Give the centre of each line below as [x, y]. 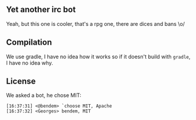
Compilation [29, 43]
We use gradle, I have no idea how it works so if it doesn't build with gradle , [98, 56]
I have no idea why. [30, 63]
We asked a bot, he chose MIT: [44, 95]
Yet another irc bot [41, 10]
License [21, 81]
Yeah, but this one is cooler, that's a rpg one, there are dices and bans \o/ [95, 24]
